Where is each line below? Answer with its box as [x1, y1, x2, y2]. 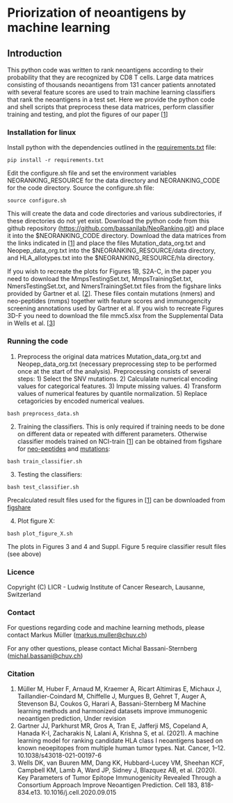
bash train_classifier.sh [7, 458, 82, 465]
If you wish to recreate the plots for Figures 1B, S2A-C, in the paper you [7, 267, 212, 276]
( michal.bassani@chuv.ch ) [7, 652, 83, 660]
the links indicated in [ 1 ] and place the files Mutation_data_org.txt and [7, 239, 206, 248]
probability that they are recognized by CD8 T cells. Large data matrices [7, 73, 214, 81]
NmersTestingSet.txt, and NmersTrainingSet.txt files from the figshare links [7, 282, 222, 290]
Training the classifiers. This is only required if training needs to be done [17, 422, 225, 431]
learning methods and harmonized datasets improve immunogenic [17, 707, 208, 715]
